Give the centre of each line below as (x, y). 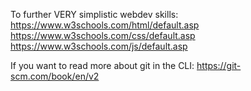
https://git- (219, 65)
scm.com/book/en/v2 (55, 76)
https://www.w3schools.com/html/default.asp (105, 25)
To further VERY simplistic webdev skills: (94, 14)
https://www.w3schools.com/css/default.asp (103, 35)
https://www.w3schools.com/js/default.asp (99, 46)
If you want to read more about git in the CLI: (102, 65)
